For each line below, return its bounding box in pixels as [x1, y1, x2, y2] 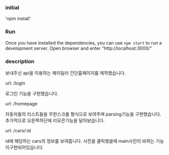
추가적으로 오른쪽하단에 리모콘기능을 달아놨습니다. [5, 117, 105, 123]
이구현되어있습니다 [5, 144, 42, 150]
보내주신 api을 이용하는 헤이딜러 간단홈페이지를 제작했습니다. [5, 70, 126, 76]
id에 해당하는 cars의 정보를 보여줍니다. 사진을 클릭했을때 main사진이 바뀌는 [5, 138, 155, 144]
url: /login [5, 80, 25, 86]
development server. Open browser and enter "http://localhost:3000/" [5, 45, 152, 51]
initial [5, 4, 19, 11]
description [5, 58, 35, 65]
